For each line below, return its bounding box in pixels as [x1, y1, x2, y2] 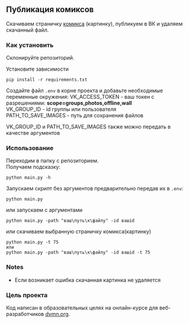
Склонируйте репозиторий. [6, 54, 75, 61]
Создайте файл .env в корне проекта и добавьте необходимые [6, 87, 163, 94]
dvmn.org [45, 311, 69, 317]
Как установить [6, 41, 54, 49]
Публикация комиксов [6, 5, 94, 15]
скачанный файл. [6, 26, 49, 33]
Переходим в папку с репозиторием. [6, 157, 99, 164]
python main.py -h [6, 175, 51, 180]
